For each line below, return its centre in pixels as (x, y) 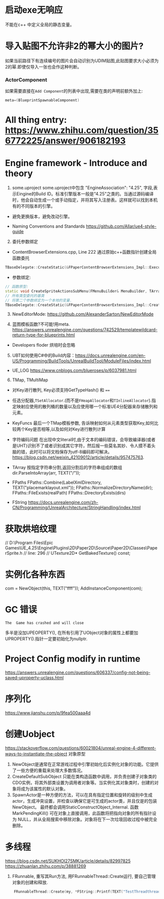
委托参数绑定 (25, 242)
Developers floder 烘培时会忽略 (44, 345)
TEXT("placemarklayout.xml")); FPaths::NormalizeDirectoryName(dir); (82, 488)
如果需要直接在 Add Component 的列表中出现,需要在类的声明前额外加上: (74, 91)
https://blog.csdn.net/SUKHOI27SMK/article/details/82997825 (68, 861)
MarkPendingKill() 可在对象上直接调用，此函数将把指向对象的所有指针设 (84, 813)
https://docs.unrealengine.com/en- (110, 355)
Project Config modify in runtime (73, 659)
